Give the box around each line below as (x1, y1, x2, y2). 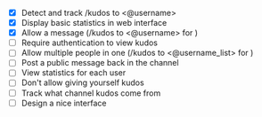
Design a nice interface (20, 97, 107, 108)
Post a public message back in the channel (20, 58, 179, 68)
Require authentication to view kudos (20, 37, 158, 48)
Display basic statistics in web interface (20, 18, 168, 28)
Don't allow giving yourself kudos (20, 77, 144, 88)
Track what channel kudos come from (20, 88, 161, 98)
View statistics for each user (20, 67, 127, 78)
